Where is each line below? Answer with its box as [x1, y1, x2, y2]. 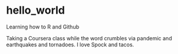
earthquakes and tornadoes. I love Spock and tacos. [6, 41, 135, 48]
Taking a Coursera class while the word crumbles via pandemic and [6, 34, 173, 42]
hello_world [6, 4, 65, 17]
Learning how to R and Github [6, 23, 79, 30]
